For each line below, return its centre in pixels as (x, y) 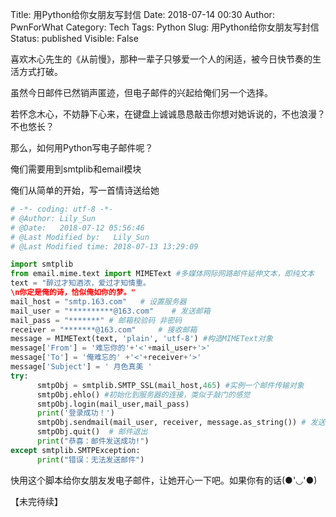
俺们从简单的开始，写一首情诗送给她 (85, 190)
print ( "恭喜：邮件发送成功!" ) (93, 441)
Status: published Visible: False (74, 38)
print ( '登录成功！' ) (75, 413)
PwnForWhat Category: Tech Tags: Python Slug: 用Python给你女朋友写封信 (165, 27)
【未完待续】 (36, 501)
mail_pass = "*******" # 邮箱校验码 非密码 (96, 320)
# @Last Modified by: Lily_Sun (80, 237)
